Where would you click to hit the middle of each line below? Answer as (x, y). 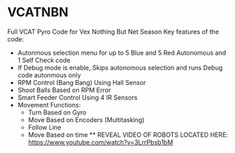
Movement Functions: (49, 105)
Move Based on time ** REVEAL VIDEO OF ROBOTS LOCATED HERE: (128, 135)
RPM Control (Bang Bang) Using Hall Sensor (82, 82)
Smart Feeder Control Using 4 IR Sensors (77, 97)
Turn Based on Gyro (57, 112)
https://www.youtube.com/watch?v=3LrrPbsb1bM (101, 142)
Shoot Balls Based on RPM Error (64, 90)
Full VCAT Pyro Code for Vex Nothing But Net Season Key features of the (113, 32)
